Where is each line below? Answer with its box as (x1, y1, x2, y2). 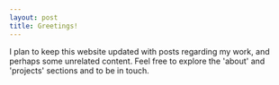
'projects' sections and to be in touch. (9, 64, 150, 76)
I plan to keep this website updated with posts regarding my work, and (9, 46, 270, 56)
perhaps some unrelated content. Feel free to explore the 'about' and (9, 55, 265, 66)
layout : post (9, 13, 58, 22)
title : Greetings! (9, 21, 78, 30)
